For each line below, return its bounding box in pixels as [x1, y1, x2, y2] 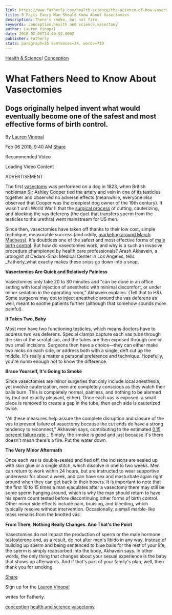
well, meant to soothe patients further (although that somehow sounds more [5, 300, 166, 306]
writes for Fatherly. [5, 593, 45, 600]
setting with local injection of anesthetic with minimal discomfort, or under [5, 284, 162, 290]
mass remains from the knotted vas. [5, 511, 81, 518]
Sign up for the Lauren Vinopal [5, 584, 70, 590]
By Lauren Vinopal [5, 134, 45, 140]
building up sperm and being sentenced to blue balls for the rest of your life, [5, 542, 166, 548]
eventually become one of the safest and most [5, 112, 157, 121]
